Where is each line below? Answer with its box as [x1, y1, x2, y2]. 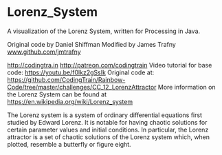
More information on [157, 83, 216, 91]
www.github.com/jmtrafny [7, 48, 81, 56]
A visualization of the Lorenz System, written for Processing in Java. [7, 27, 201, 35]
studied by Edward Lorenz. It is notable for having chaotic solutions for [7, 118, 208, 126]
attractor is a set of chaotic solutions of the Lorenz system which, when [7, 132, 210, 141]
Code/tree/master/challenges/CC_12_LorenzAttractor [7, 83, 157, 91]
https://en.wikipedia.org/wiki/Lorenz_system [7, 97, 133, 105]
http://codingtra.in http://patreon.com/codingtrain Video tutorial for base [7, 61, 212, 69]
